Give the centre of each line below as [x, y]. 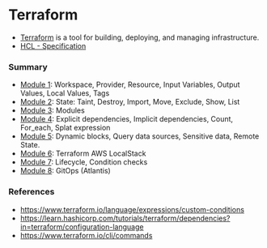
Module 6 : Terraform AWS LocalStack [83, 154]
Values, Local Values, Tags [65, 93]
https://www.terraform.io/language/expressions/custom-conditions [132, 209]
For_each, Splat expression [65, 128]
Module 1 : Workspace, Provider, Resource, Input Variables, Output [130, 85]
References [32, 192]
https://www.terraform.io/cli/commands [86, 235]
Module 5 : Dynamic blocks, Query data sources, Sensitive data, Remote [140, 136]
